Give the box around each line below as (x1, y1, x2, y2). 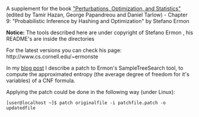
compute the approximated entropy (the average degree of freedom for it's (6, 71, 190, 77)
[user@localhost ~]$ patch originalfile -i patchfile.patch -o (6, 100, 166, 106)
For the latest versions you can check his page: (6, 47, 122, 54)
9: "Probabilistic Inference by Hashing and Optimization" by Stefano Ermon (6, 18, 190, 24)
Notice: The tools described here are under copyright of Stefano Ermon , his (6, 29, 194, 36)
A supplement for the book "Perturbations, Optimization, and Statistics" (6, 5, 181, 12)
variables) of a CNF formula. (6, 77, 75, 84)
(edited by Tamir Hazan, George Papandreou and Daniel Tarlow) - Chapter (6, 11, 188, 18)
